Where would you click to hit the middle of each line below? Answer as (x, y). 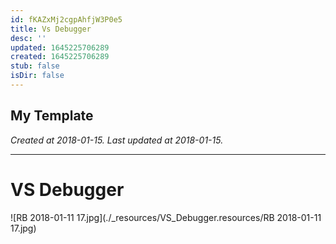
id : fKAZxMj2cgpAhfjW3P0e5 (66, 19)
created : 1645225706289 (60, 57)
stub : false (35, 66)
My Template (52, 116)
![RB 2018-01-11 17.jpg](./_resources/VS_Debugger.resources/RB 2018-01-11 (166, 217)
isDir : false (37, 76)
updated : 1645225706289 (60, 47)
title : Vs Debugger (51, 29)
